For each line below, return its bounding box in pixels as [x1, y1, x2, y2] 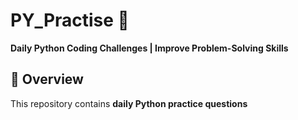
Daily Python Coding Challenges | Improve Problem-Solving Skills [10, 42, 289, 54]
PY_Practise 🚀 [10, 9, 130, 32]
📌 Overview [10, 71, 84, 88]
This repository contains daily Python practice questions [10, 97, 248, 109]
